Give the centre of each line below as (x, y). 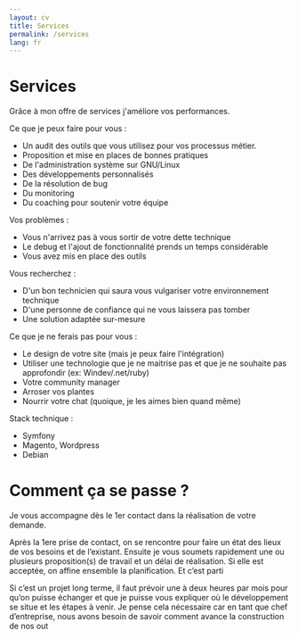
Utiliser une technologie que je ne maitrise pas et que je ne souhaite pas (154, 363)
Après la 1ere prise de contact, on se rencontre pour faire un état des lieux (145, 543)
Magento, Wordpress (60, 445)
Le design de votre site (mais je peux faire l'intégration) (123, 354)
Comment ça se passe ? (99, 491)
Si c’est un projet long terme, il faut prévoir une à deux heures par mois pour (149, 588)
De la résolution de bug (65, 184)
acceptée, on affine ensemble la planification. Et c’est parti (117, 571)
